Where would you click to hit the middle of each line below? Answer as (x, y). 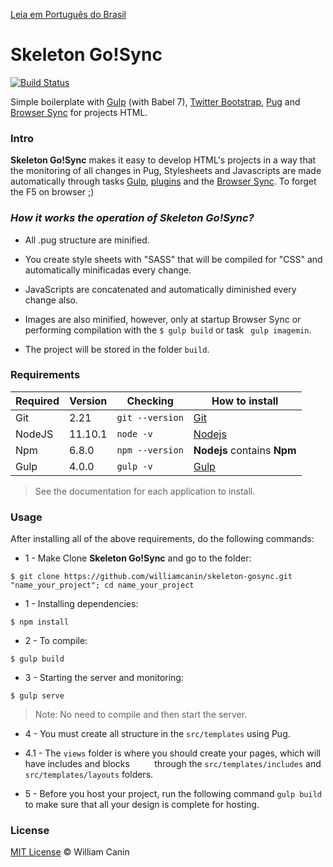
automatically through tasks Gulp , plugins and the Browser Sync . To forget (163, 181)
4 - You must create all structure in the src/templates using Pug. (157, 734)
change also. (51, 300)
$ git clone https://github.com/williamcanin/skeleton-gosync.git (151, 577)
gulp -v (134, 466)
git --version (150, 417)
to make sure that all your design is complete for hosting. (142, 805)
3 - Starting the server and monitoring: (104, 678)
